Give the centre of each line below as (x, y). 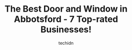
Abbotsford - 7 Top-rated (66, 19)
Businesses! (66, 30)
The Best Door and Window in (66, 9)
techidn (66, 43)
